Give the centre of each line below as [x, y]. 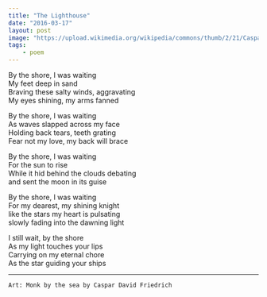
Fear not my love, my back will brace [68, 141]
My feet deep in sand [43, 83]
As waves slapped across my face [64, 124]
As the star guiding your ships [57, 263]
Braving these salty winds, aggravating [72, 92]
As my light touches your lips [56, 246]
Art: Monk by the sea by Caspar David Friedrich [90, 285]
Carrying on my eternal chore [56, 255]
